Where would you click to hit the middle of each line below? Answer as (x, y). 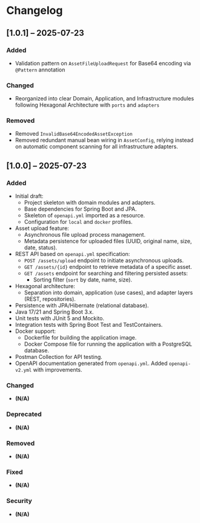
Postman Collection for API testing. (59, 357)
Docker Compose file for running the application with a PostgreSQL (108, 344)
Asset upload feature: (42, 228)
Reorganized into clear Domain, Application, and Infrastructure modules (105, 99)
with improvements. (58, 370)
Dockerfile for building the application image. (80, 338)
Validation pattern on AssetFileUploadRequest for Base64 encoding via (103, 63)
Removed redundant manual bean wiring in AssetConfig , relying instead (104, 140)
